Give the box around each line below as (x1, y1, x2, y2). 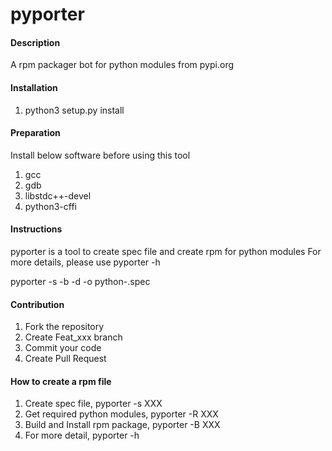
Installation (10, 81, 58, 93)
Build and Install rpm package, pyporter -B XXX (24, 419, 221, 431)
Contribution (10, 298, 65, 310)
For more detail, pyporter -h (24, 429, 140, 442)
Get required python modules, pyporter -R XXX (24, 408, 219, 420)
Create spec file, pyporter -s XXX (24, 398, 163, 410)
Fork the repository (24, 321, 105, 333)
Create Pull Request (24, 353, 107, 365)
